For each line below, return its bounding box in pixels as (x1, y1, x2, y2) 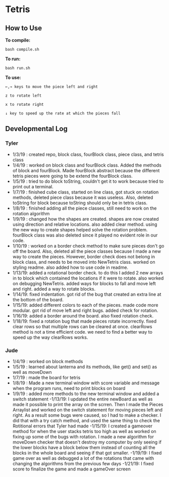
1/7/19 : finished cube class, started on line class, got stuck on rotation (12, 189, 159, 195)
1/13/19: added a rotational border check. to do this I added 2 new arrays (12, 269, 163, 275)
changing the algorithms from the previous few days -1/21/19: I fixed (12, 460, 154, 466)
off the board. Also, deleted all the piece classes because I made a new (12, 248, 161, 254)
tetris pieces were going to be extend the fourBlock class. (12, 173, 133, 179)
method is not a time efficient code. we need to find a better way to (12, 329, 153, 335)
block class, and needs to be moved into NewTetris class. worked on (12, 259, 155, 265)
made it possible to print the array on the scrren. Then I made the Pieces (12, 401, 163, 407)
